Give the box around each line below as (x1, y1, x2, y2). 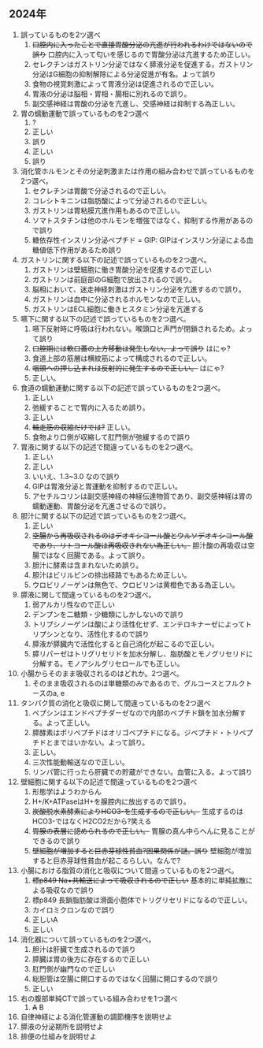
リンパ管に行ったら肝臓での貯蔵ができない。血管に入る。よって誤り (31, 767, 253, 776)
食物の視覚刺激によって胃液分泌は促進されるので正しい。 (31, 79, 219, 88)
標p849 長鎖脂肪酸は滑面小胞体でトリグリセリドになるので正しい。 (31, 895, 252, 905)
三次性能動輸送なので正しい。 (31, 757, 129, 767)
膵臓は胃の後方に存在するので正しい (31, 954, 150, 964)
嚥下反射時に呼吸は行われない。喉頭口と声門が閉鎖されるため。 (31, 324, 239, 333)
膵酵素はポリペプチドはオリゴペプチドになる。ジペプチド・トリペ (31, 727, 246, 737)
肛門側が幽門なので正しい (31, 964, 116, 973)
